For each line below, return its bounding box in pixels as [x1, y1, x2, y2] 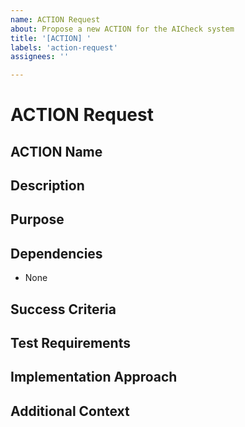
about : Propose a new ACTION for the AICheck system [10, 24, 235, 34]
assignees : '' [10, 52, 70, 62]
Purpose [10, 211, 65, 228]
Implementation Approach [10, 369, 178, 386]
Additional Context [10, 402, 130, 420]
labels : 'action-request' [10, 42, 118, 53]
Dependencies [10, 245, 103, 262]
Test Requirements [10, 335, 131, 352]
